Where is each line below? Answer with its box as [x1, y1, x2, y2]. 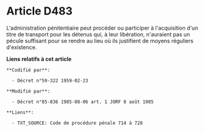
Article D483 [6, 4, 73, 18]
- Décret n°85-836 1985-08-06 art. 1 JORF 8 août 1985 [12, 99, 154, 105]
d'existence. [6, 44, 37, 51]
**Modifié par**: [6, 88, 51, 94]
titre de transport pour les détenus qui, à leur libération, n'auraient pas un [6, 30, 191, 38]
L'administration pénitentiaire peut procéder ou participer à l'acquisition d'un [6, 24, 199, 31]
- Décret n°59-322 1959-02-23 [12, 78, 88, 84]
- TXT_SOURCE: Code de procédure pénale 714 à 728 [12, 120, 143, 126]
